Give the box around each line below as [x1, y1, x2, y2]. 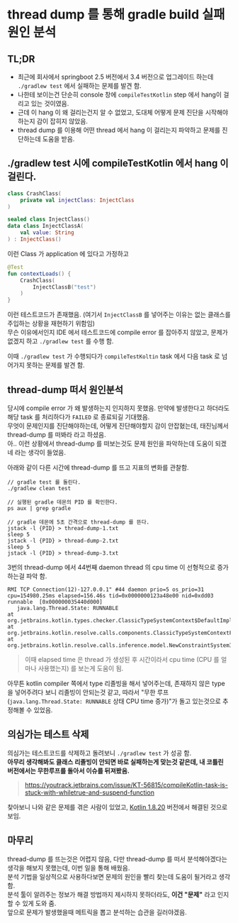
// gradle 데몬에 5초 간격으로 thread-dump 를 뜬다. [7, 519, 150, 526]
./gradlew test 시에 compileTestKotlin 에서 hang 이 [7, 157, 229, 170]
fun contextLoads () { [7, 270, 72, 277]
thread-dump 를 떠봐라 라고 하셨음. [7, 431, 106, 438]
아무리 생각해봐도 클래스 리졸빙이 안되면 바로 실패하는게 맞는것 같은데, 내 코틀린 [7, 757, 225, 766]
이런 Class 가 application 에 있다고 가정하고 [7, 249, 129, 258]
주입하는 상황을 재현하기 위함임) [7, 319, 96, 328]
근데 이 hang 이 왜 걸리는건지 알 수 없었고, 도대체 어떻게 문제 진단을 [17, 108, 204, 116]
